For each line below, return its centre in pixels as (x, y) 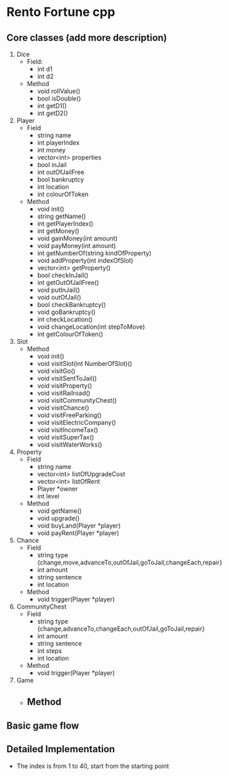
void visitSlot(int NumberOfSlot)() (85, 364)
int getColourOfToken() (70, 334)
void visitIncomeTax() (67, 430)
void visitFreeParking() (69, 415)
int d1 (45, 69)
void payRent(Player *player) (78, 533)
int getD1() (52, 106)
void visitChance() (63, 408)
